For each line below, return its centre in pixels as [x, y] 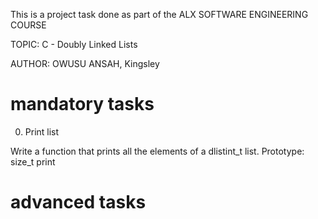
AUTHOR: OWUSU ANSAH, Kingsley [85, 63]
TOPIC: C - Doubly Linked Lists [74, 44]
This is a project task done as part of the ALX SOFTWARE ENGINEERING [159, 14]
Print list [42, 131]
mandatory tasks [82, 104]
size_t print [33, 161]
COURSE [28, 25]
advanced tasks [78, 202]
